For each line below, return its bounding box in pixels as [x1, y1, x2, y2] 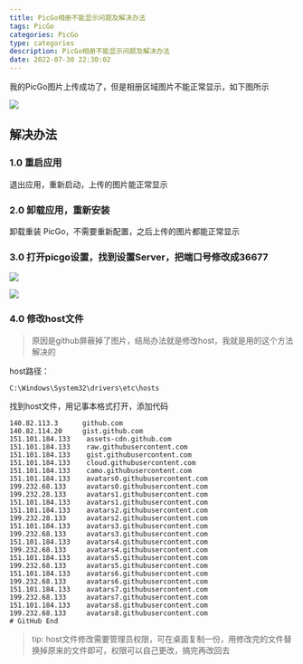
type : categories [9, 38, 75, 48]
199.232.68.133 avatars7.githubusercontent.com [9, 593, 208, 602]
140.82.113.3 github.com [9, 418, 124, 428]
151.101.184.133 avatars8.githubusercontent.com [9, 601, 208, 610]
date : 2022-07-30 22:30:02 [9, 55, 111, 64]
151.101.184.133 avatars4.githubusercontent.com [9, 537, 208, 546]
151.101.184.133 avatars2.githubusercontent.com [9, 506, 208, 515]
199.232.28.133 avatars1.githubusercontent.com [9, 489, 208, 498]
